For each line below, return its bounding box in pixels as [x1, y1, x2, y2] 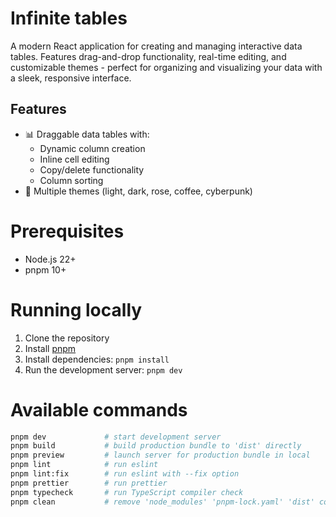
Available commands [10, 398, 188, 421]
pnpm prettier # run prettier [10, 478, 168, 488]
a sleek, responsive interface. [10, 72, 132, 84]
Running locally [10, 298, 143, 321]
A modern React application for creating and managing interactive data [10, 40, 303, 52]
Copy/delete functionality [39, 163, 145, 176]
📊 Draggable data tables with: [24, 128, 150, 140]
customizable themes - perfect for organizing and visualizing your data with [10, 61, 323, 73]
